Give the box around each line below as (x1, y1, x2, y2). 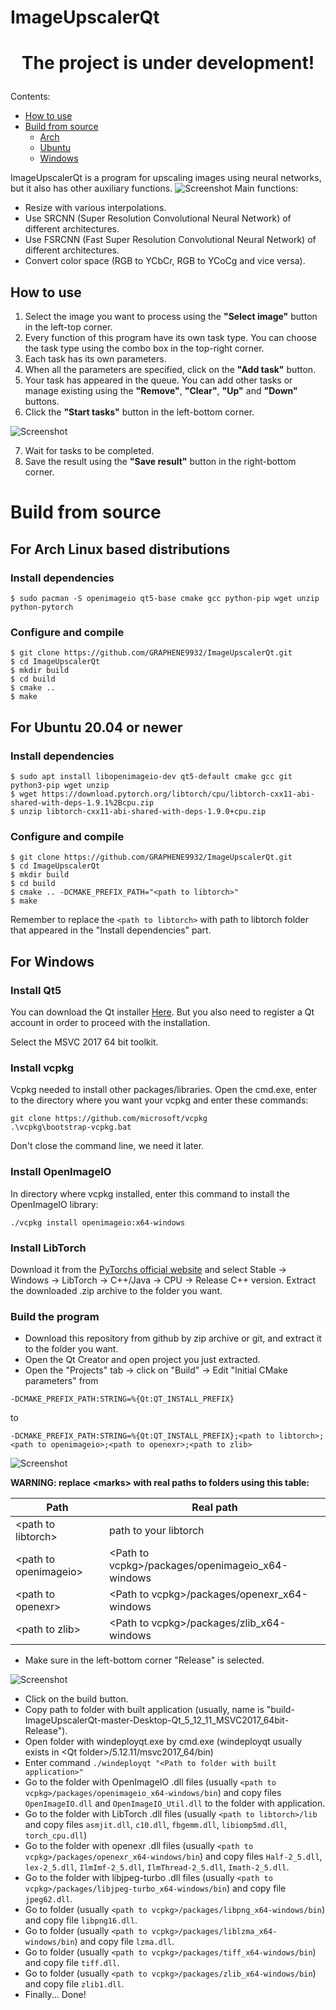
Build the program (10, 1309, 100, 1323)
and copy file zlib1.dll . (24, 1978, 125, 1990)
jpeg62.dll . (24, 1893, 73, 1905)
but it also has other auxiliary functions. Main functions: (10, 182, 299, 195)
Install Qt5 (10, 983, 62, 997)
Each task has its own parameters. (24, 353, 167, 365)
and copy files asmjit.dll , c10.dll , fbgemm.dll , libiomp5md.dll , (24, 1819, 287, 1831)
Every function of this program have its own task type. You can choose (24, 332, 317, 344)
